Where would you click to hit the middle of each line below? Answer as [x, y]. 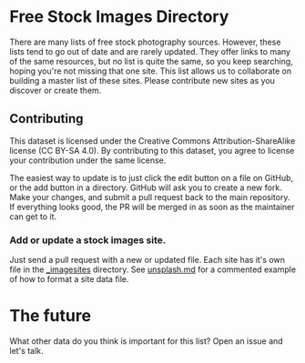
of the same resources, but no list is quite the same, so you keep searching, [151, 61]
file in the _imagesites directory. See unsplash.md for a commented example [153, 269]
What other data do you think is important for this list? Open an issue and [147, 341]
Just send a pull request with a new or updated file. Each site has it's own [147, 260]
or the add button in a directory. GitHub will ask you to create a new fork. [146, 187]
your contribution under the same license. [88, 160]
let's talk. [26, 350]
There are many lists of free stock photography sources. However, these [145, 42]
